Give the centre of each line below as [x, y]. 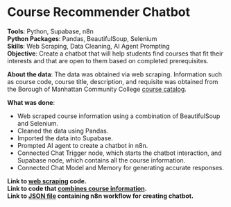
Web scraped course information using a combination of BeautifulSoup [119, 116]
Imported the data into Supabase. [65, 138]
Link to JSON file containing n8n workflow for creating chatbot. [101, 196]
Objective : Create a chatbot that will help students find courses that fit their [115, 53]
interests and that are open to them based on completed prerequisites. [108, 60]
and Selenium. [38, 123]
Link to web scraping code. [47, 181]
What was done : [31, 102]
